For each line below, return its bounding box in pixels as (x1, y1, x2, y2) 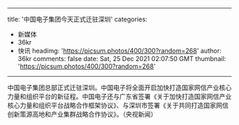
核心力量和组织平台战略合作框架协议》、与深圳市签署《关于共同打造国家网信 (7, 101, 229, 109)
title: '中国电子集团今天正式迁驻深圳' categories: (7, 15, 148, 23)
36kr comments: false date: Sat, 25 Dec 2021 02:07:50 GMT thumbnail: (17, 55, 226, 62)
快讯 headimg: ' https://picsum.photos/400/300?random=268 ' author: (17, 47, 222, 55)
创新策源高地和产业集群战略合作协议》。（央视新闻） (7, 110, 157, 118)
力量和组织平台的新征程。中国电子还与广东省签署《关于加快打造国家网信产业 (7, 92, 232, 100)
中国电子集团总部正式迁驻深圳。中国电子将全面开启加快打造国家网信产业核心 (7, 83, 232, 92)
